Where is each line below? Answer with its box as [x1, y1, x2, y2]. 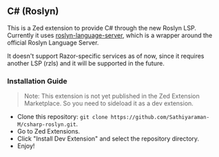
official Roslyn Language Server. [7, 38, 99, 47]
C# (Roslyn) [7, 6, 59, 17]
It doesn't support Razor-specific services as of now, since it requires [7, 52, 205, 60]
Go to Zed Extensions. [17, 127, 81, 136]
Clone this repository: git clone [17, 113, 108, 121]
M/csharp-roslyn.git [17, 121, 76, 128]
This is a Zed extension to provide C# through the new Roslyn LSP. [7, 23, 196, 32]
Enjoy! [17, 142, 35, 150]
